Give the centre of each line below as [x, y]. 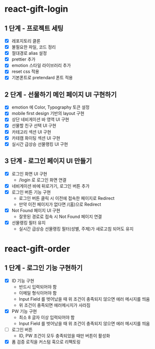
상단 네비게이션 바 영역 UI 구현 [40, 120]
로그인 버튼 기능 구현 [31, 192]
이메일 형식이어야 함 [38, 293]
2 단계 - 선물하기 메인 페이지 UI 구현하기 [61, 95]
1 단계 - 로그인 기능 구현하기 [44, 268]
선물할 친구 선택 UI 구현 [34, 126]
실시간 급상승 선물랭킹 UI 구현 [40, 144]
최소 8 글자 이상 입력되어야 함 [47, 317]
